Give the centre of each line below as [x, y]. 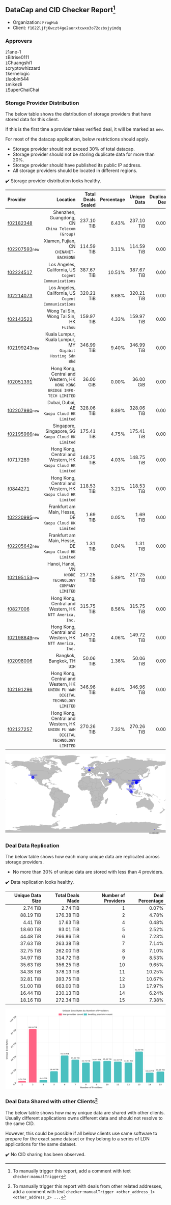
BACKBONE [66, 258]
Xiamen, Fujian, [60, 241]
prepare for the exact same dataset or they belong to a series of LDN [78, 1139]
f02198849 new [23, 637]
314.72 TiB [68, 958]
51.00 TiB [31, 986]
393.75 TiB [68, 979]
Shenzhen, [64, 212]
